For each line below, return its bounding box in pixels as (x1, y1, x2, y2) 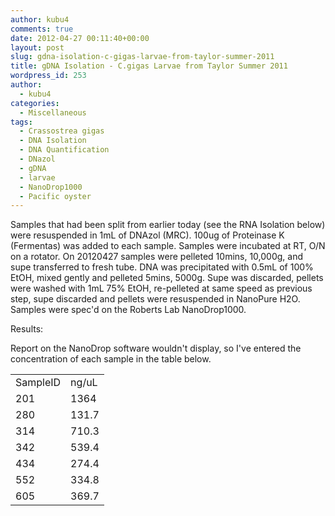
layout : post (10, 42, 65, 53)
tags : (10, 117, 33, 127)
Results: (10, 323, 44, 335)
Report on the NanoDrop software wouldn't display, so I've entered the (10, 342, 302, 355)
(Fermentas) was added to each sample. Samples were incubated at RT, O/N (10, 240, 326, 252)
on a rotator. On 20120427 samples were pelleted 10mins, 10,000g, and (10, 251, 304, 263)
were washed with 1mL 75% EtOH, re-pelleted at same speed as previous (10, 282, 313, 295)
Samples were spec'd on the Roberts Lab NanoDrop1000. (10, 304, 247, 316)
